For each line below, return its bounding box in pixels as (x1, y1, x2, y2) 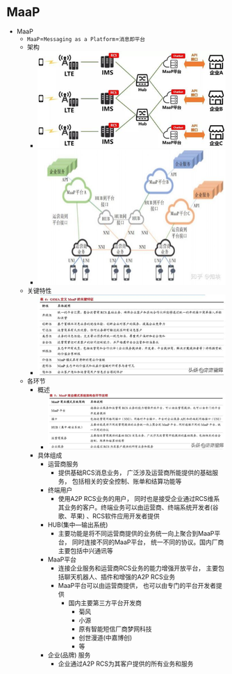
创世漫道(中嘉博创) (78, 634, 133, 642)
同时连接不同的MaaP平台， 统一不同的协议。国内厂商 (72, 538, 224, 546)
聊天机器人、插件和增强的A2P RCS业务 (64, 573, 176, 581)
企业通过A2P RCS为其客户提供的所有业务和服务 (58, 659, 194, 668)
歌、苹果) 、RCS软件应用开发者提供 (58, 512, 160, 520)
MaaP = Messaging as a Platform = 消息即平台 (26, 34, 145, 42)
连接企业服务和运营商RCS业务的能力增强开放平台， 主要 (58, 564, 219, 573)
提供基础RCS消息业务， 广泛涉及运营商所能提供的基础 (58, 468, 213, 477)
